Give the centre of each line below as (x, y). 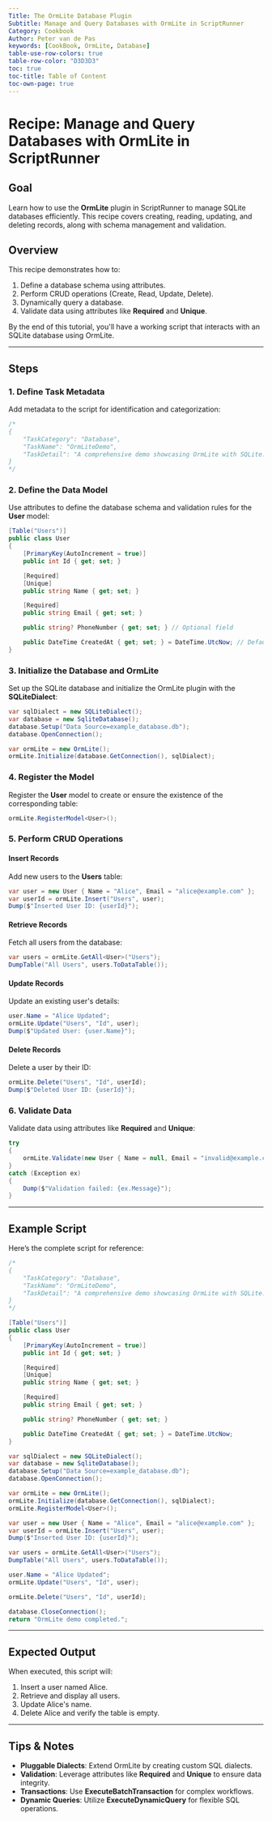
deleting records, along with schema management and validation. (117, 224)
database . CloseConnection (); (57, 1612)
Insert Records (34, 859)
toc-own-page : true (41, 83)
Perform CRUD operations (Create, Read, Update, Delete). (117, 294)
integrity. (35, 1783)
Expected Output (52, 1652)
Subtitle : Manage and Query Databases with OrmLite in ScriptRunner (126, 23)
